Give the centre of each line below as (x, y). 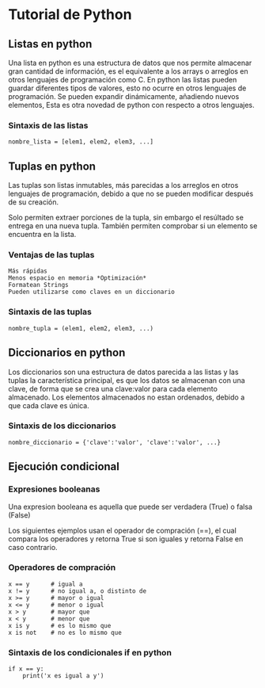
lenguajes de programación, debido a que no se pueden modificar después (131, 194)
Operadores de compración (62, 568)
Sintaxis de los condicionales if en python (90, 652)
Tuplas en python (52, 166)
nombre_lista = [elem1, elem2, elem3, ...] (81, 142)
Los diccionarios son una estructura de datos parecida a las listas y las (123, 372)
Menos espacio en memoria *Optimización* (78, 278)
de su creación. (34, 202)
